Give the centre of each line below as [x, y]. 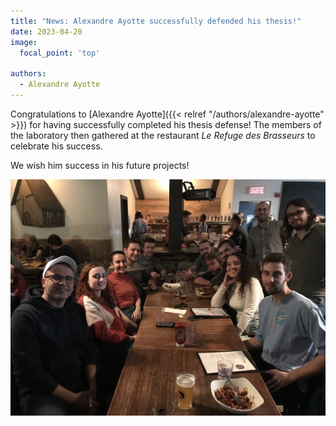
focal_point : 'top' [60, 53]
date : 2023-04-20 [46, 31]
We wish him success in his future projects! [100, 165]
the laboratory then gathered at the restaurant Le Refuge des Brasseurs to [163, 135]
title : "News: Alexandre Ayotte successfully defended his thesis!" [156, 21]
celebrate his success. [56, 146]
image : [24, 42]
